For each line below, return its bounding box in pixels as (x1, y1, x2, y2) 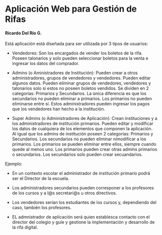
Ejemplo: (5, 161, 23, 167)
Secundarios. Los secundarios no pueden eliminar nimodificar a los (12, 136, 147, 142)
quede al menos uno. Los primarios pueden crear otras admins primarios (12, 147, 158, 152)
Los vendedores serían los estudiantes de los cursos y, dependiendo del (12, 200, 157, 205)
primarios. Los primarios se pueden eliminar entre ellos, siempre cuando (12, 141, 157, 147)
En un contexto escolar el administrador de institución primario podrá (12, 170, 150, 176)
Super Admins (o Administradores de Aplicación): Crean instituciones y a (12, 116, 158, 121)
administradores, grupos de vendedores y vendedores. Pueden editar (12, 75, 151, 81)
